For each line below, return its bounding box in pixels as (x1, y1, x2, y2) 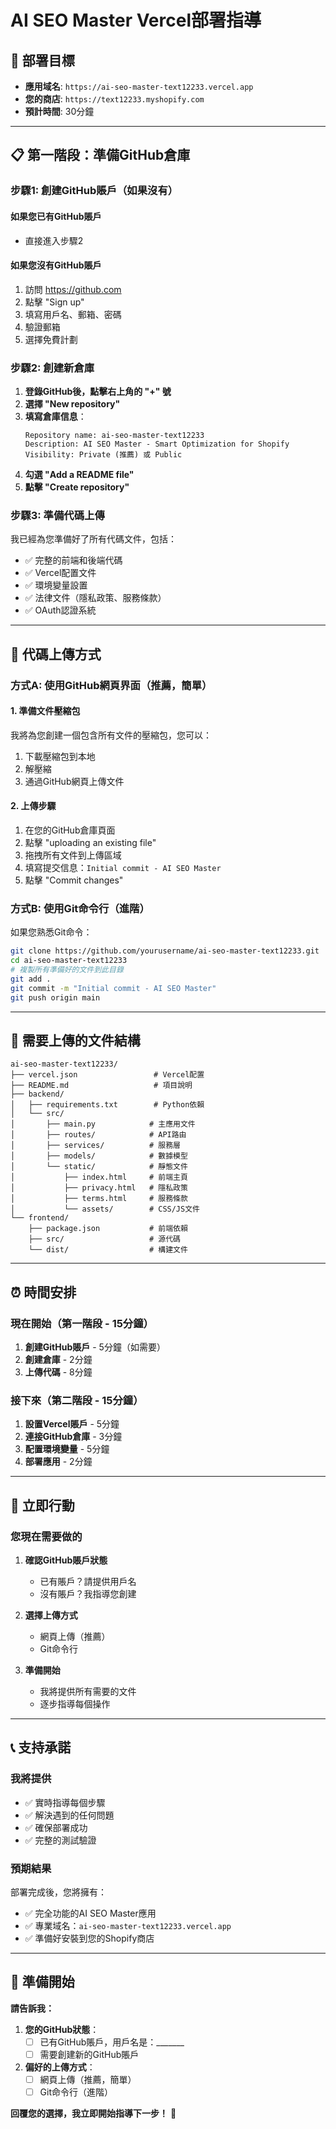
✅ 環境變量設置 (24, 579, 88, 591)
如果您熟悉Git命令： (10, 926, 93, 938)
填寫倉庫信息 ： (24, 411, 87, 423)
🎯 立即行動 (10, 1497, 75, 1514)
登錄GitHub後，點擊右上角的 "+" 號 (24, 386, 172, 398)
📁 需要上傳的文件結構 (10, 1032, 141, 1049)
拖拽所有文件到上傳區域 (24, 849, 122, 861)
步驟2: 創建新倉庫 (10, 361, 95, 375)
